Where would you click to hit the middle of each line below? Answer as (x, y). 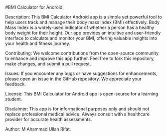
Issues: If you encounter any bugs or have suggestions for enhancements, (82, 73)
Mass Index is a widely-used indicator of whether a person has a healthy (80, 27)
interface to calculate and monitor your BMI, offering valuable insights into (81, 38)
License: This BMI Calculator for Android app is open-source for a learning (82, 94)
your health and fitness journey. (38, 43)
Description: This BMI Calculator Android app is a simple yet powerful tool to (83, 17)
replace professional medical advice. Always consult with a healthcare (78, 114)
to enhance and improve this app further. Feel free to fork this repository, (80, 58)
